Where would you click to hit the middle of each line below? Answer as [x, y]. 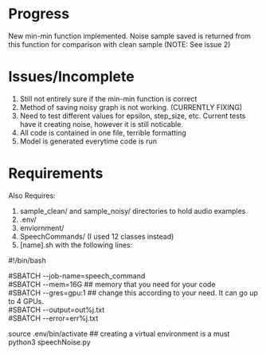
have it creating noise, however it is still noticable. [101, 124]
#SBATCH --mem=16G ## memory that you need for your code [112, 284]
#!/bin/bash [27, 260]
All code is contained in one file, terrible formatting [103, 132]
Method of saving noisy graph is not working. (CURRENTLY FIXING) [131, 107]
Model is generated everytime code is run [88, 141]
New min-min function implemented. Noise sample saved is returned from [129, 36]
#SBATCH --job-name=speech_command [77, 275]
